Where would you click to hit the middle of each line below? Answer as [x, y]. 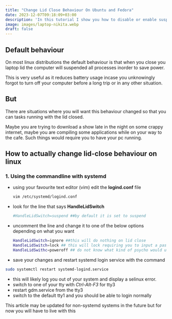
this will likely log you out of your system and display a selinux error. [84, 279]
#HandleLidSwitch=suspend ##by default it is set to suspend [79, 216]
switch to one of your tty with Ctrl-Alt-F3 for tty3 [64, 284]
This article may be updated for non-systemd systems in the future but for [84, 305]
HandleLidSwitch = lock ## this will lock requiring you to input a [85, 246]
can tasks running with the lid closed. [45, 117]
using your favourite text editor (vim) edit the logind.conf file [77, 187]
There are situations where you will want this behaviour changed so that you [86, 111]
